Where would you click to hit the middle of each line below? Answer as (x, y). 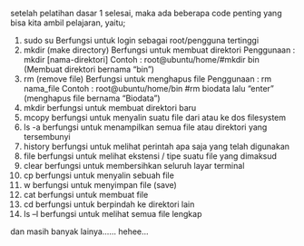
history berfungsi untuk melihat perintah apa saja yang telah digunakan (156, 146)
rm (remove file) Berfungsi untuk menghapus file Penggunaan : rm (147, 79)
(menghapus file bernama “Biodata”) (92, 98)
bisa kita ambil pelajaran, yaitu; (68, 23)
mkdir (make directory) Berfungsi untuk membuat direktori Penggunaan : (159, 50)
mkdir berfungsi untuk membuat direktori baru (110, 108)
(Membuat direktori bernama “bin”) (89, 69)
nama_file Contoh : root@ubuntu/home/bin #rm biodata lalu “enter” (149, 89)
